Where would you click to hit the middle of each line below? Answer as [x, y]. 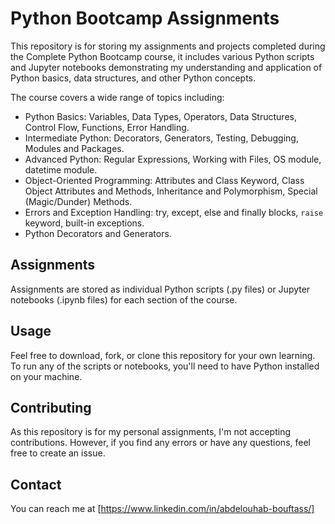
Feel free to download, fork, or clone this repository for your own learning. [163, 355]
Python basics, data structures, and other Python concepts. [133, 78]
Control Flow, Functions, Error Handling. [107, 127]
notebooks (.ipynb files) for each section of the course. [124, 299]
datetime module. [61, 169]
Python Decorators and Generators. [98, 233]
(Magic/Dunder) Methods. [78, 201]
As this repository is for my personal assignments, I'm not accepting [150, 432]
